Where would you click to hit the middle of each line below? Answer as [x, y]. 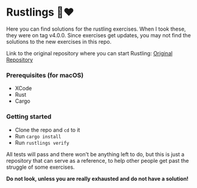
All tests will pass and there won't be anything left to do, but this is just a [95, 154]
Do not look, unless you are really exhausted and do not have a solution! [97, 178]
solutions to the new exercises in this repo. [59, 41]
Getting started [29, 117]
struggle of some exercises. [40, 167]
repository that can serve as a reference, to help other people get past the [98, 160]
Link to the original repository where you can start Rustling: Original [89, 53]
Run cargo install [38, 136]
